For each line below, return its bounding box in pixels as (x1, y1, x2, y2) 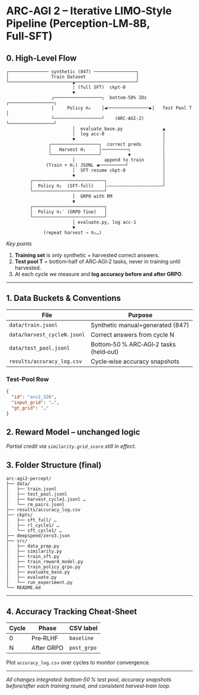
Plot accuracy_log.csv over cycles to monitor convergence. (6, 659, 150, 666)
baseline (69, 634, 94, 642)
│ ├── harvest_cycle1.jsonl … (6, 497, 86, 503)
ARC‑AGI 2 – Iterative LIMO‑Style (6, 4, 172, 18)
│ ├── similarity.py (6, 548, 62, 554)
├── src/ (6, 538, 28, 544)
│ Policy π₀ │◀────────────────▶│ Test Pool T (51, 105, 192, 111)
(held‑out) (91, 347, 119, 356)
